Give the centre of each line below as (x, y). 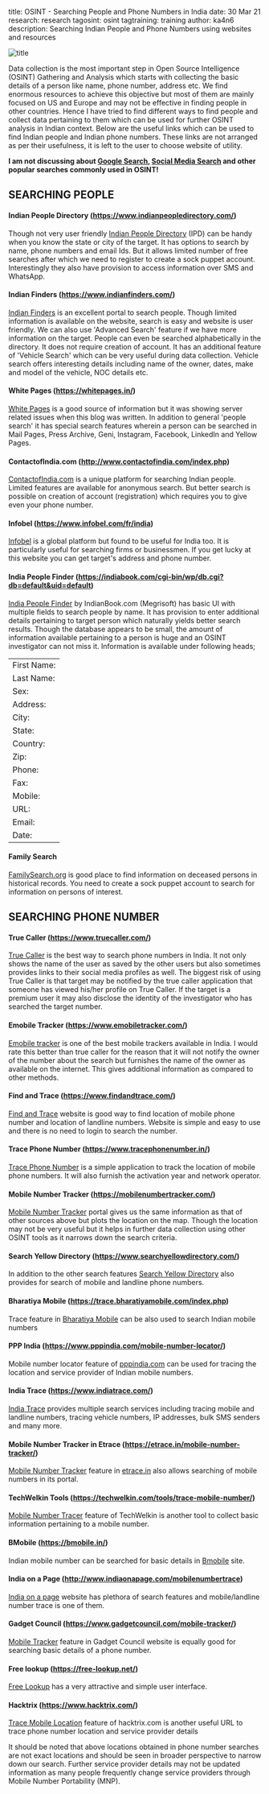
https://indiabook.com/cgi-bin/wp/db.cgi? (151, 577)
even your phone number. (51, 505)
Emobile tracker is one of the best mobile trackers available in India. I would (133, 1043)
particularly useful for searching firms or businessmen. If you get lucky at (130, 550)
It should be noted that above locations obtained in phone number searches (134, 1747)
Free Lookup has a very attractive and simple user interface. (108, 1687)
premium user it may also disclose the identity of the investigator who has (130, 998)
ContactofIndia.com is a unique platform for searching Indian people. (122, 479)
